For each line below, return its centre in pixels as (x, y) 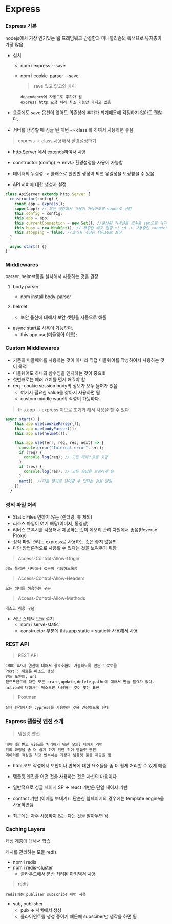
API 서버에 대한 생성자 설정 (39, 184)
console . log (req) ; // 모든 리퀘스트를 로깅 (66, 457)
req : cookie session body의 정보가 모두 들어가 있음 (65, 385)
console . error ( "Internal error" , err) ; (61, 448)
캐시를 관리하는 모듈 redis (31, 852)
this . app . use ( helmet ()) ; (41, 434)
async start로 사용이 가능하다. (43, 328)
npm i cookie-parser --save (49, 76)
